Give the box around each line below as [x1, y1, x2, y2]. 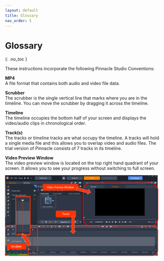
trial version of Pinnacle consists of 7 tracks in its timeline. [5, 145, 122, 152]
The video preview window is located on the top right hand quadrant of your [5, 160, 159, 166]
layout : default [5, 8, 38, 13]
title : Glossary [5, 13, 38, 18]
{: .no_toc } [5, 56, 27, 62]
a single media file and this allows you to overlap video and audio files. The [5, 140, 157, 146]
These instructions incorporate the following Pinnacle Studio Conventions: [5, 66, 155, 72]
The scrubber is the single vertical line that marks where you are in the [5, 95, 148, 101]
